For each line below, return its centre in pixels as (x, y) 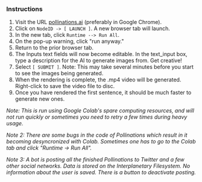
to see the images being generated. (59, 74)
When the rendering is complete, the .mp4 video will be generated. (98, 80)
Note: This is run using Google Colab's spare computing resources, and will (100, 111)
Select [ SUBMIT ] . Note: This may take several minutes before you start (104, 67)
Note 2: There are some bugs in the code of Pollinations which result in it (97, 135)
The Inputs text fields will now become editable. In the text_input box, (101, 54)
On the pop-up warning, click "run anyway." (69, 42)
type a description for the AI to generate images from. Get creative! (98, 61)
